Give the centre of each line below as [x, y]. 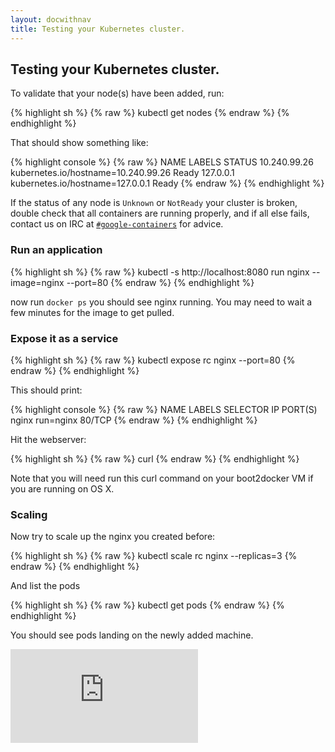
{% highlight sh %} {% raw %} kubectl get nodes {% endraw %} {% [150, 113]
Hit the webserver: [48, 439]
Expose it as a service [64, 338]
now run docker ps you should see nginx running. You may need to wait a [161, 302]
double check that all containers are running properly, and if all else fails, [160, 213]
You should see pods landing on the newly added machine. [132, 635]
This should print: [46, 390]
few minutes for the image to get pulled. [92, 312]
